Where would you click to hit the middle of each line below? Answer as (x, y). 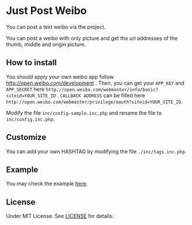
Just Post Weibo (46, 11)
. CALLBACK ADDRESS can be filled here (101, 95)
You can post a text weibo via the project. (56, 27)
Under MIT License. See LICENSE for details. (60, 216)
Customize (26, 137)
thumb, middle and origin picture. (46, 44)
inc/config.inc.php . (30, 119)
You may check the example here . (47, 184)
